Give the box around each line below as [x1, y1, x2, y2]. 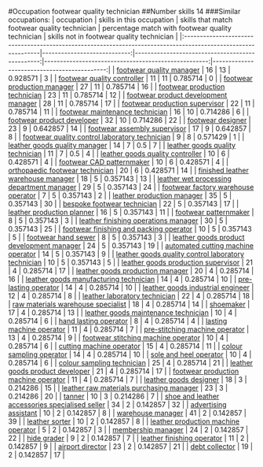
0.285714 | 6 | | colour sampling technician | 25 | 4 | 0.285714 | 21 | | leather [8, 358, 254, 367]
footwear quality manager [116, 65, 200, 74]
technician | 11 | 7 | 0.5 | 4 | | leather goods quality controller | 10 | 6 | [8, 149, 230, 158]
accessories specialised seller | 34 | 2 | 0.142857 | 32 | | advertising [8, 400, 227, 409]
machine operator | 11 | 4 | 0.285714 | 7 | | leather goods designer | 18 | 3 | [8, 375, 247, 384]
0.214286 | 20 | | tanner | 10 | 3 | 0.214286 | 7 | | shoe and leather [8, 391, 220, 401]
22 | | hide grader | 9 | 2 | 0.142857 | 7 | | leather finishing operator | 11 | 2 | [8, 433, 249, 443]
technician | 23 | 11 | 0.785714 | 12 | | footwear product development [8, 91, 228, 99]
